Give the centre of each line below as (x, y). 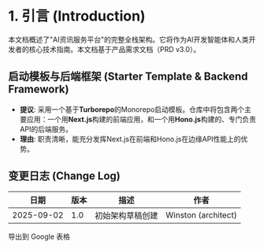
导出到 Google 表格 (39, 236)
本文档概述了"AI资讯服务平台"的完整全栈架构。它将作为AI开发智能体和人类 (128, 39)
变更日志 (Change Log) (64, 176)
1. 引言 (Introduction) (77, 16)
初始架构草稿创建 (126, 215)
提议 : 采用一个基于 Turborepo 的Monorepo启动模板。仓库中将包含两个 (132, 109)
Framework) (39, 89)
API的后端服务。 (46, 129)
